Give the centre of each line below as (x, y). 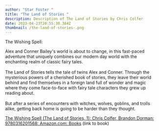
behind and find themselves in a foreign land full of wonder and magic (76, 83)
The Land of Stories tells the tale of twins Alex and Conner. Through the (77, 72)
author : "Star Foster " (29, 10)
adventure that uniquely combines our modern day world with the (71, 56)
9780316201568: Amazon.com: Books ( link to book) (57, 124)
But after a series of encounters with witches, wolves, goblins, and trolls (78, 104)
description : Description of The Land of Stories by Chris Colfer (74, 19)
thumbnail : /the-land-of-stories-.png (45, 28)
